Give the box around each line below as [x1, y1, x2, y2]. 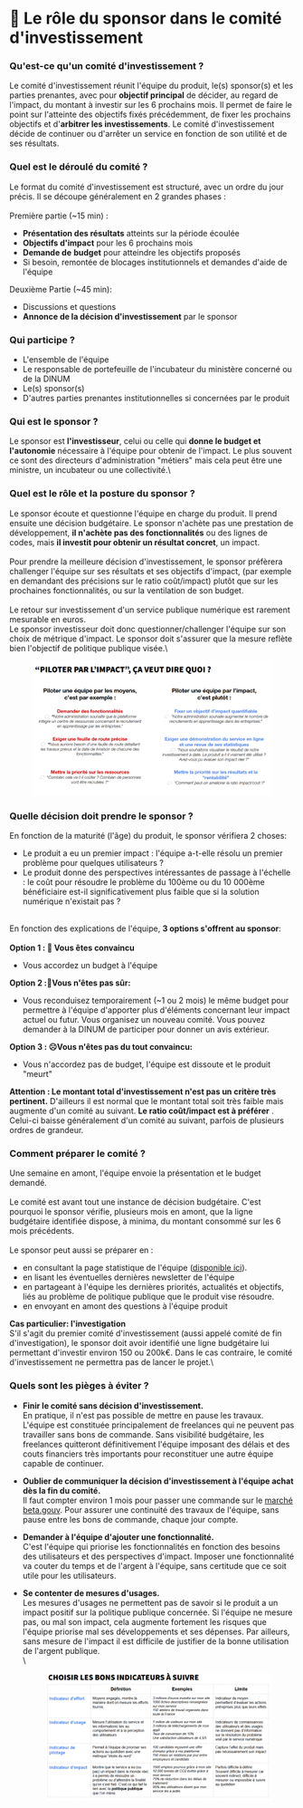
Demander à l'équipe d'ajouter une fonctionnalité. [22, 1531, 214, 1543]
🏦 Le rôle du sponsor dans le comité [9, 8, 282, 29]
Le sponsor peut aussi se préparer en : [9, 1245, 154, 1255]
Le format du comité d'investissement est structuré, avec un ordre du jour [9, 181, 284, 192]
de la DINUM [22, 373, 71, 384]
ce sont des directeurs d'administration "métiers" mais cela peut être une [9, 455, 283, 466]
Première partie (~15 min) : [9, 210, 109, 221]
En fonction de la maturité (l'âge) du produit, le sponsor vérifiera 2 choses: [9, 830, 288, 841]
